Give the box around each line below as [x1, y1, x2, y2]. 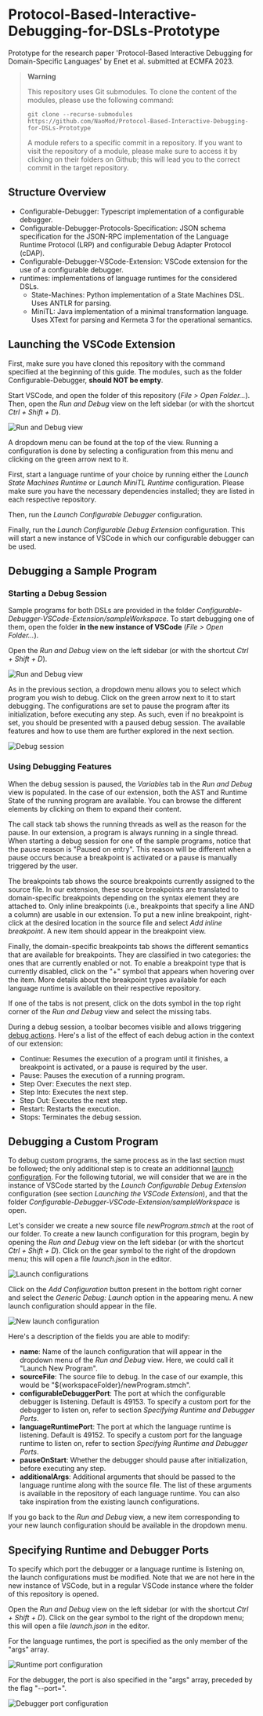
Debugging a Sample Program [8, 564, 157, 578]
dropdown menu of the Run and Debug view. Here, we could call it [19, 1356, 234, 1365]
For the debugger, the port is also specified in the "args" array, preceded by [8, 1675, 253, 1685]
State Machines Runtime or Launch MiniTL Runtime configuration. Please [8, 477, 245, 487]
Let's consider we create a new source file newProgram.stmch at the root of [8, 1221, 254, 1230]
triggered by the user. [8, 861, 78, 871]
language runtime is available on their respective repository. [8, 983, 201, 992]
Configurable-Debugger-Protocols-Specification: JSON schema [19, 223, 226, 232]
